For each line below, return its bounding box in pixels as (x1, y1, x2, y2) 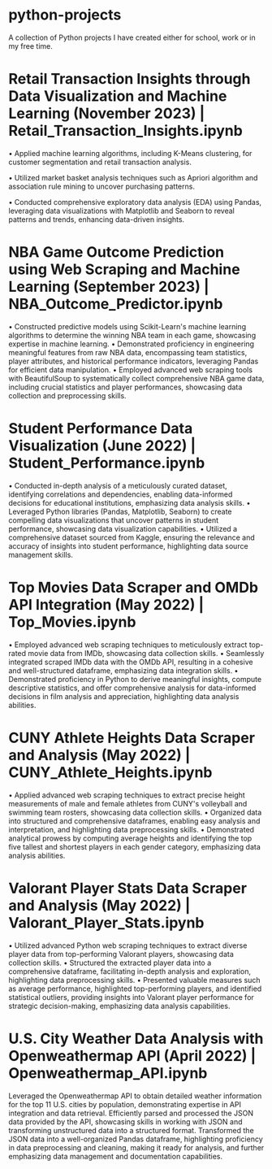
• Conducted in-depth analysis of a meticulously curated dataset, (8, 480, 227, 490)
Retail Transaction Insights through (8, 70, 251, 89)
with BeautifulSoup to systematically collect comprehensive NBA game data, (8, 373, 265, 383)
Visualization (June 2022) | (8, 437, 196, 454)
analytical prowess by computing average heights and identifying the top (8, 833, 253, 843)
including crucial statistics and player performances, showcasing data (8, 382, 243, 392)
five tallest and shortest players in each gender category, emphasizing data (8, 841, 261, 851)
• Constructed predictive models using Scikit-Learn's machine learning (8, 321, 246, 331)
